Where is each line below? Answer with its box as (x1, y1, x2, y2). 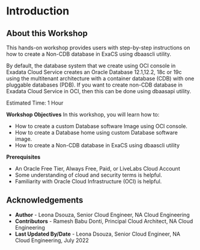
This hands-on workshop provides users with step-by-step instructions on (6, 44, 190, 51)
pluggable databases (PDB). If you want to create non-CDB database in (6, 81, 183, 88)
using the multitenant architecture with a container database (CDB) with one (6, 75, 195, 82)
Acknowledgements (6, 195, 83, 206)
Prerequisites (6, 153, 41, 160)
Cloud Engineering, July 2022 (14, 236, 89, 244)
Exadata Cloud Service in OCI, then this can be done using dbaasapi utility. (6, 88, 192, 94)
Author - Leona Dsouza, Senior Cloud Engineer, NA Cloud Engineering (14, 211, 190, 218)
